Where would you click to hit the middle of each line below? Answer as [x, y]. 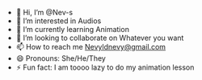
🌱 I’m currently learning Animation [72, 29]
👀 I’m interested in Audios [59, 21]
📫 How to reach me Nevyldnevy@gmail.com [91, 47]
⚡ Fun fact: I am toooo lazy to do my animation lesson [105, 67]
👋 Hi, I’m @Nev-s [44, 12]
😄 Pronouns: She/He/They [61, 58]
